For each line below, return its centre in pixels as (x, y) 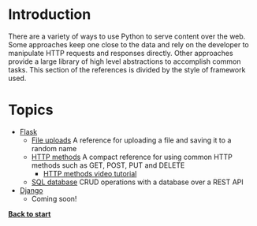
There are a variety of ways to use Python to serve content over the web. (127, 36)
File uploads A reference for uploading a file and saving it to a (131, 140)
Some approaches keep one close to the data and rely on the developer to (129, 44)
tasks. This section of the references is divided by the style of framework (127, 69)
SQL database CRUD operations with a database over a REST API (138, 182)
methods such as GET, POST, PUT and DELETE (108, 165)
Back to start (30, 213)
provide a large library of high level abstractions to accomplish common (125, 61)
